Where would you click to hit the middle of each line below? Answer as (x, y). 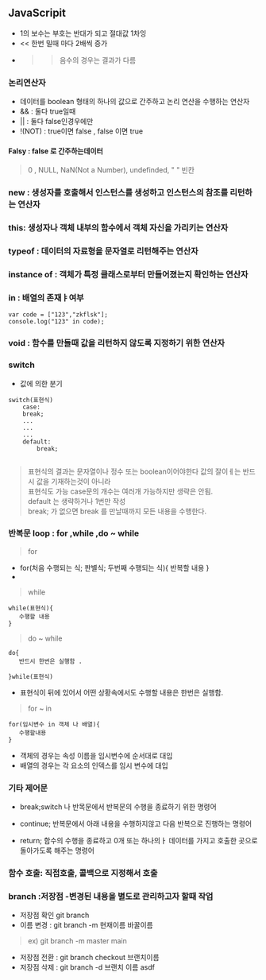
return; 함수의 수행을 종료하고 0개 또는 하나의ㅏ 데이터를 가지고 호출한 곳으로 (139, 841)
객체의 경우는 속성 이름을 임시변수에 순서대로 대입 (96, 755)
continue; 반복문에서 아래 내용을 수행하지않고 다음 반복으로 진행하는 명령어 (136, 824)
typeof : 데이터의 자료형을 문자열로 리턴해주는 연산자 (103, 251)
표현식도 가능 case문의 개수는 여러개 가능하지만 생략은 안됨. (120, 491)
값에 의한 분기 (41, 383)
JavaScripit (37, 13)
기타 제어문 (28, 788)
